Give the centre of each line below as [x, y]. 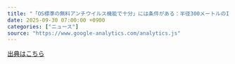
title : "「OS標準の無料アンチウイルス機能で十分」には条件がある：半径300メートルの [117, 14]
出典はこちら [26, 54]
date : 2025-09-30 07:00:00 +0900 [56, 20]
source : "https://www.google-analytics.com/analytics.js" [94, 33]
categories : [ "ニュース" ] [43, 26]
